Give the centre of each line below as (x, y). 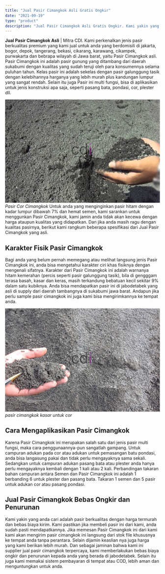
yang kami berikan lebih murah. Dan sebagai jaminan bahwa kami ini (74, 545)
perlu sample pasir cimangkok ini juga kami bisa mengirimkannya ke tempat (82, 296)
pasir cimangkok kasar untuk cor (39, 415)
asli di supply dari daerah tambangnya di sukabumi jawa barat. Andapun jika (82, 291)
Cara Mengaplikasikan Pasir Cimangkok (67, 431)
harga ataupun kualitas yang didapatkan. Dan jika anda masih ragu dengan (81, 222)
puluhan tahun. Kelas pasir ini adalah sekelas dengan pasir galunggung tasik (82, 72)
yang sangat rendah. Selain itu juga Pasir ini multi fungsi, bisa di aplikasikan (82, 82)
